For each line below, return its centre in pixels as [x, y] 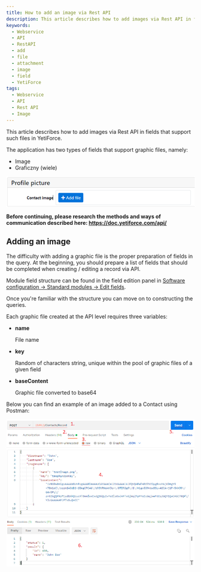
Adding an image [38, 242]
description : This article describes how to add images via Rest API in [99, 19]
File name [27, 339]
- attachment [28, 63]
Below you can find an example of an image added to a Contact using [92, 404]
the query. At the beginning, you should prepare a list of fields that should [97, 262]
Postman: [18, 410]
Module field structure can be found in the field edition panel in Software [96, 280]
